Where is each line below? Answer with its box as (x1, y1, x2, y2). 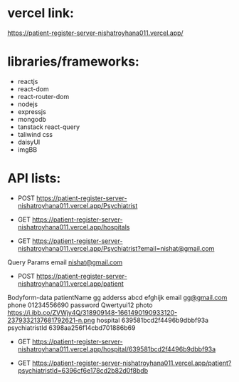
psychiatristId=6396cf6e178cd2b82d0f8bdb (17, 366, 148, 375)
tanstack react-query (17, 123, 80, 131)
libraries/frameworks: (7, 53, 140, 70)
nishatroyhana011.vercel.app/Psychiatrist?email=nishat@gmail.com (17, 244, 215, 252)
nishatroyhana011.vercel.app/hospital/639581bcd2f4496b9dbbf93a (17, 344, 216, 353)
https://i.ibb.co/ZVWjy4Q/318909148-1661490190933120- (7, 308, 178, 316)
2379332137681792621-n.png (7, 316, 95, 324)
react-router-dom (17, 92, 70, 100)
